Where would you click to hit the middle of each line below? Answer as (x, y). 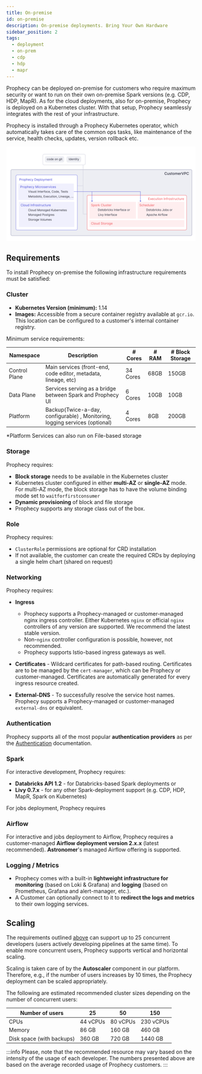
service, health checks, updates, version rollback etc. (72, 138)
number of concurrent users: (42, 1000)
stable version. (42, 633)
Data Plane (22, 395)
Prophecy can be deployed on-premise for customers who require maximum (101, 88)
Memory (19, 1030)
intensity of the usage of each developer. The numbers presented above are (101, 1058)
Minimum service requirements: (46, 339)
